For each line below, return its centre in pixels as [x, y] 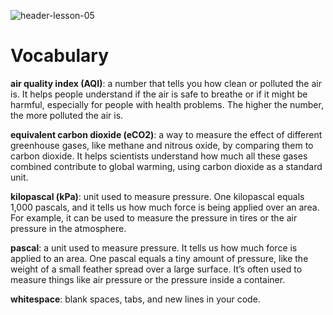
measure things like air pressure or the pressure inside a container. [148, 279]
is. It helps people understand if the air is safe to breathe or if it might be [159, 94]
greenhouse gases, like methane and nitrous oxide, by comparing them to [162, 145]
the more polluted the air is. [67, 115]
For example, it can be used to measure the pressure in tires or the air [154, 217]
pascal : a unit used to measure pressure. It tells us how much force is [154, 247]
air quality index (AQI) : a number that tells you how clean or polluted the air [166, 83]
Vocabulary [59, 56]
